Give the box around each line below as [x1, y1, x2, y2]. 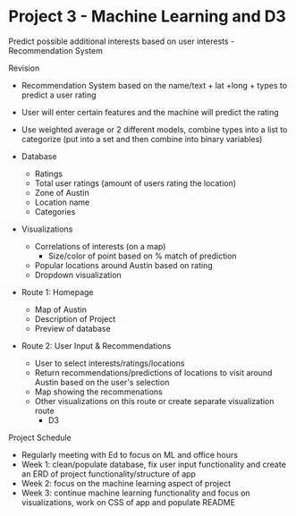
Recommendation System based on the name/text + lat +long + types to [21, 80, 288, 90]
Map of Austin [34, 304, 87, 315]
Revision [8, 63, 40, 73]
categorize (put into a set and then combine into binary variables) [21, 133, 263, 144]
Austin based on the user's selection [34, 376, 170, 387]
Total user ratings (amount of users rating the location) [34, 177, 237, 189]
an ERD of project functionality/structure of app [21, 468, 196, 479]
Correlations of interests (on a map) [34, 241, 166, 251]
